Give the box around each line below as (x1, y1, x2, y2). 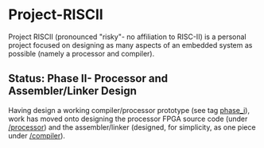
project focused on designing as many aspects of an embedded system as (8, 40, 253, 49)
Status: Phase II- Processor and (8, 72, 169, 85)
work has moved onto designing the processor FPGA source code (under (8, 114, 248, 123)
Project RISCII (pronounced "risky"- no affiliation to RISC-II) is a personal (8, 32, 247, 41)
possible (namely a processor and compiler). (8, 49, 155, 58)
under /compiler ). (8, 130, 66, 140)
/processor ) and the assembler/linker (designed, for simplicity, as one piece (8, 122, 256, 132)
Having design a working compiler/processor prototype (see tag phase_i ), (8, 105, 250, 115)
